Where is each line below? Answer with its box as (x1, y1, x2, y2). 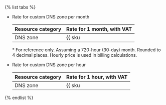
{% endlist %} (5, 95, 34, 101)
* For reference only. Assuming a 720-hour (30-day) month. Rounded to (12, 47, 161, 53)
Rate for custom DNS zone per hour (12, 62, 86, 68)
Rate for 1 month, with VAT (66, 26, 132, 32)
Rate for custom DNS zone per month (12, 14, 90, 19)
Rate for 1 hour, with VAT (66, 74, 128, 80)
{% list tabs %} (5, 4, 36, 10)
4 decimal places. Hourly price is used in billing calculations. (12, 52, 137, 58)
